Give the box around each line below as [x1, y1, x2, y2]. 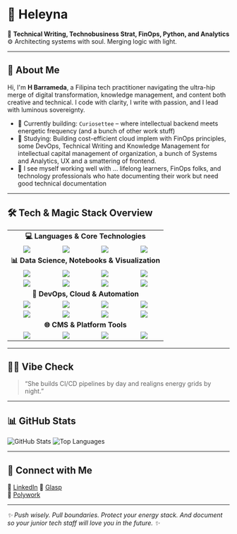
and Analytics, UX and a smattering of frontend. [17, 157, 157, 165]
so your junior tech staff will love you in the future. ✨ [7, 518, 160, 527]
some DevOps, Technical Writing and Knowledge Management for [17, 141, 210, 150]
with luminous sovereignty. [7, 105, 86, 114]
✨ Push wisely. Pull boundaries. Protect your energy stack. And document [7, 511, 223, 519]
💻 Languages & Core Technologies [25, 231, 146, 241]
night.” [24, 387, 44, 396]
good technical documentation [17, 179, 107, 188]
